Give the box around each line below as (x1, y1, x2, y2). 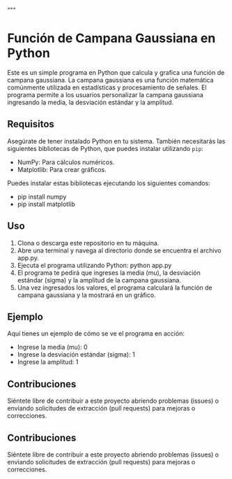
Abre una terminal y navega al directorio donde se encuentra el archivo (17, 246, 222, 255)
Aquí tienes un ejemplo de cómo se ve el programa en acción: (7, 329, 185, 338)
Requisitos (7, 118, 54, 130)
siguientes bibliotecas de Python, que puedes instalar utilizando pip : (7, 144, 203, 152)
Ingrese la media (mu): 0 (17, 343, 88, 352)
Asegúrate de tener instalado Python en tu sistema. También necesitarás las (7, 136, 226, 145)
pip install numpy (17, 192, 67, 201)
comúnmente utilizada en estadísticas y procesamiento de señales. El (7, 83, 207, 92)
